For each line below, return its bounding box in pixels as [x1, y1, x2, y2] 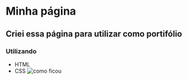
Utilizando [5, 47, 37, 56]
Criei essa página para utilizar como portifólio [5, 29, 183, 39]
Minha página [5, 4, 77, 18]
